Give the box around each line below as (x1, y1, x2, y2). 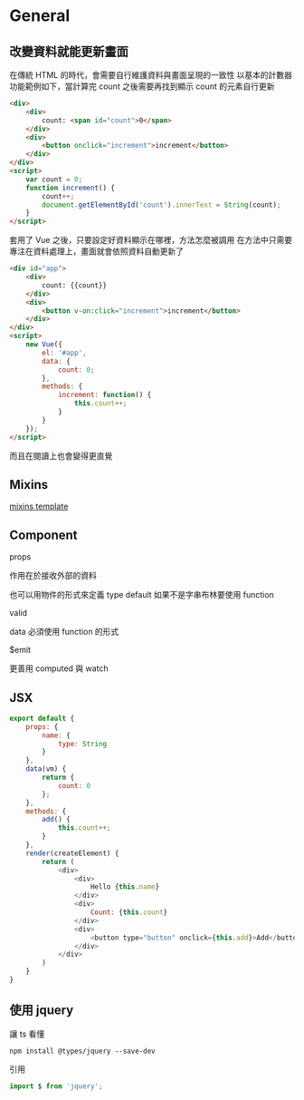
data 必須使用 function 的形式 (9, 627, 119, 638)
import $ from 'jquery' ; (9, 1081, 103, 1091)
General (9, 5, 71, 26)
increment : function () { (57, 391, 152, 400)
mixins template (9, 501, 69, 512)
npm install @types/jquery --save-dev (9, 1046, 156, 1056)
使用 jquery (9, 1003, 74, 1018)
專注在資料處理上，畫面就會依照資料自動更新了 (9, 246, 184, 257)
